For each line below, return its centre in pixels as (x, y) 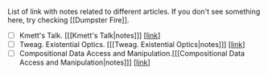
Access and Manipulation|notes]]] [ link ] (85, 62)
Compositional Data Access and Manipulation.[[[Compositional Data (132, 53)
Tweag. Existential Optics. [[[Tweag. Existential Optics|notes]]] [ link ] (132, 45)
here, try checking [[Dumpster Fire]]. (68, 20)
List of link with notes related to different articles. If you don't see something (134, 12)
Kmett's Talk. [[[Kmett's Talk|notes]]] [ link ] (90, 36)
